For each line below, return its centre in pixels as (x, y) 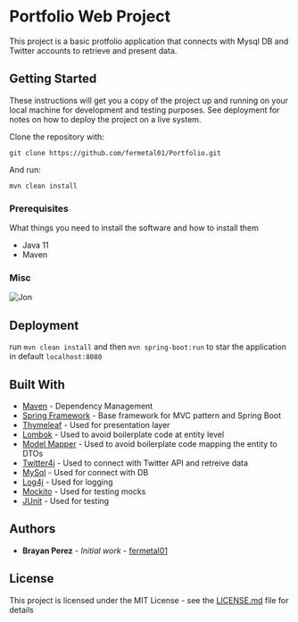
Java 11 (35, 245)
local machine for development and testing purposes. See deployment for (145, 110)
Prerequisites (39, 208)
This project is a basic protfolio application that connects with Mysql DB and (149, 41)
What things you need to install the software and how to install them (134, 228)
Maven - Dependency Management (87, 406)
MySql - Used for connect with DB (85, 472)
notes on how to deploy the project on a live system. (105, 119)
